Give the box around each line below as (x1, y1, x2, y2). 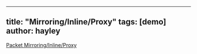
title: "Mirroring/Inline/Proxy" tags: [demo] (6, 17, 167, 27)
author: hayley (6, 26, 60, 36)
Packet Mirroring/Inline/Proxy (6, 41, 77, 48)
